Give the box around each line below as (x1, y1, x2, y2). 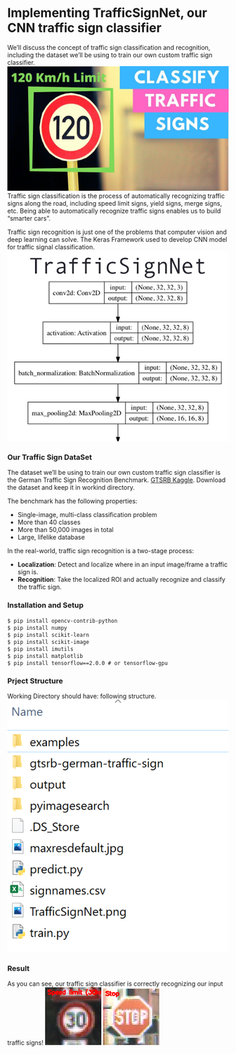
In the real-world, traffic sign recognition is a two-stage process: (7, 547, 195, 555)
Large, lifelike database (17, 533, 86, 542)
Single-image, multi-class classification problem (17, 511, 157, 519)
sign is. (17, 568, 39, 576)
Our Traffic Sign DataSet (7, 452, 93, 462)
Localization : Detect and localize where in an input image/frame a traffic (17, 560, 228, 569)
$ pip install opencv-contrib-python (7, 617, 118, 624)
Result (7, 963, 30, 973)
